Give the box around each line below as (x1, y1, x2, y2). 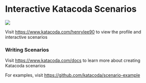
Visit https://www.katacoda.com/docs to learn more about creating (5, 57, 141, 63)
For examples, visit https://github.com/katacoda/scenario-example (5, 72, 140, 78)
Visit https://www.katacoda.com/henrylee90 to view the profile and (5, 28, 142, 35)
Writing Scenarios (5, 46, 49, 53)
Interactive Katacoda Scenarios (5, 3, 137, 15)
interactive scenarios (5, 34, 48, 40)
